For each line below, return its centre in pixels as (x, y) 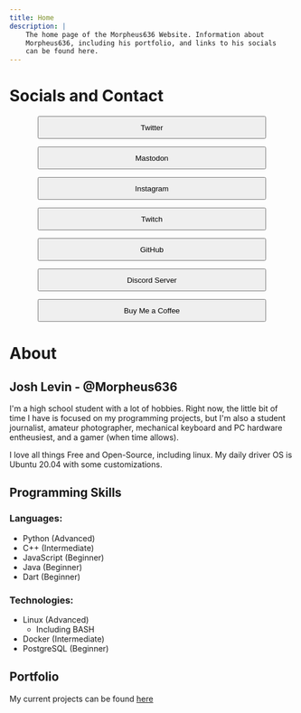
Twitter (152, 127)
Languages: (36, 519)
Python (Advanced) (59, 538)
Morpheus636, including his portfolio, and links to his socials (151, 43)
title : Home (32, 18)
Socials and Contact (87, 96)
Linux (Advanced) (56, 620)
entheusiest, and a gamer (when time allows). (94, 437)
